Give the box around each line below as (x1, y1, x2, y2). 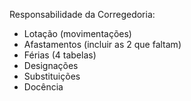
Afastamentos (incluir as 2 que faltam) (23, 39, 182, 50)
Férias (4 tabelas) (23, 49, 97, 61)
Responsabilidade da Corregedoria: (9, 9, 156, 20)
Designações (23, 60, 79, 71)
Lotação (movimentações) (23, 28, 132, 39)
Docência (23, 81, 64, 93)
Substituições (23, 70, 81, 82)
